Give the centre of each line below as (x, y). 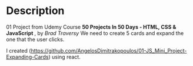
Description (35, 11)
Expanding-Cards (27, 57)
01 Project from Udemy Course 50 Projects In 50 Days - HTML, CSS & (91, 27)
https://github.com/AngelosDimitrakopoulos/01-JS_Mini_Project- (109, 50)
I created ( (19, 50)
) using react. (64, 57)
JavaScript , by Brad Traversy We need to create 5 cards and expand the (95, 33)
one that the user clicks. (35, 39)
